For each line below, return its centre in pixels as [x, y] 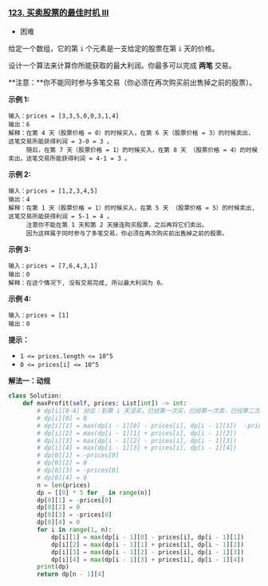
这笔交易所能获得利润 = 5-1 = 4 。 [61, 217]
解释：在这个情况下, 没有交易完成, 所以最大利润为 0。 [87, 283]
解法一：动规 [29, 381]
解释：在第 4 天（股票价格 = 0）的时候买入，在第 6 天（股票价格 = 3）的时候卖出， [131, 134]
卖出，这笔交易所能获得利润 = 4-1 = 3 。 [70, 159]
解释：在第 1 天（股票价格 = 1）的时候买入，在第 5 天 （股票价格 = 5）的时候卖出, [132, 208]
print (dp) [53, 567]
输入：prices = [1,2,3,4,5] [53, 191]
